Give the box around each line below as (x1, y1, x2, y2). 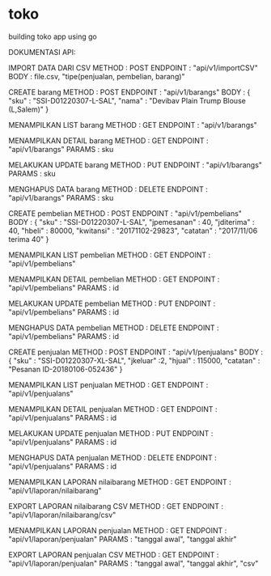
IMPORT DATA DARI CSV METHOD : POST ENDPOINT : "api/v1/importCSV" (8, 62, 259, 73)
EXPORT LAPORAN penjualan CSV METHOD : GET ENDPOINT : (8, 549, 219, 559)
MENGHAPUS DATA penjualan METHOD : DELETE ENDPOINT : (8, 452, 217, 462)
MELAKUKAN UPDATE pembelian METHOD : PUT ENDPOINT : (8, 299, 216, 308)
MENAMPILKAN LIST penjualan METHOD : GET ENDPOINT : (8, 379, 209, 389)
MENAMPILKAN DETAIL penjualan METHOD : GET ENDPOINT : (8, 404, 218, 413)
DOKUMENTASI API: (8, 47, 76, 57)
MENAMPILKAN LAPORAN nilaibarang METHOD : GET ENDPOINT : (8, 476, 232, 486)
